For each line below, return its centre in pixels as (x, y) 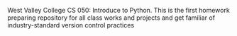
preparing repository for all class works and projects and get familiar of (111, 18)
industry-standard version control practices (71, 25)
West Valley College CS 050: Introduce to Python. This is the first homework (119, 10)
